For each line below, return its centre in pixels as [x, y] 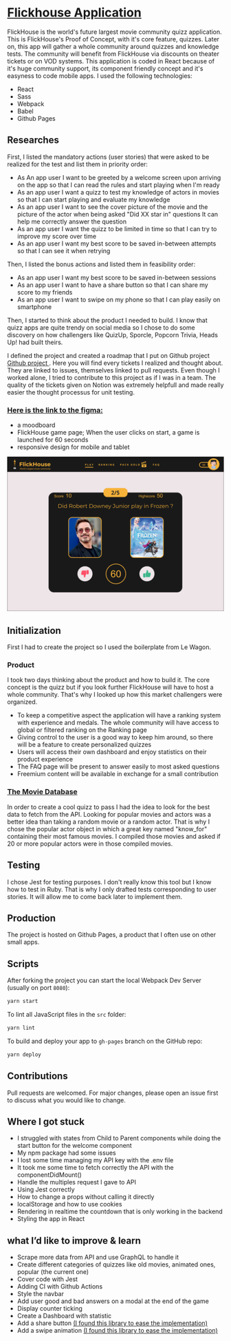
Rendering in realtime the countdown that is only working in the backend [120, 1211]
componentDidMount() [49, 1175]
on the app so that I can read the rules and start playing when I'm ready [118, 185]
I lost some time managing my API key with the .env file [95, 1160]
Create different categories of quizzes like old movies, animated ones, [116, 1264]
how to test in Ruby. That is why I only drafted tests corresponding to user [112, 889]
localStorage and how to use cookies [69, 1204]
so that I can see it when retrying [64, 250]
